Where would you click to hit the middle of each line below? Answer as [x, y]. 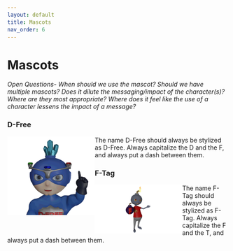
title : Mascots [29, 22]
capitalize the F [204, 225]
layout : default [31, 15]
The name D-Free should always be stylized [158, 140]
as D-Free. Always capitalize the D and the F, [160, 148]
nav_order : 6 [26, 29]
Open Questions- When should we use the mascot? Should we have [106, 85]
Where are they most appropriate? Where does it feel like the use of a [108, 99]
